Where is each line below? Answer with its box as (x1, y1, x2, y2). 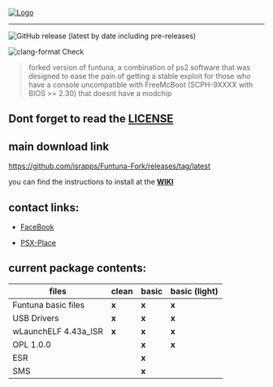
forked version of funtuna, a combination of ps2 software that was (28, 63, 250, 72)
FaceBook (19, 222, 54, 232)
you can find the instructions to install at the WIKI (8, 177, 174, 187)
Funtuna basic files (12, 299, 85, 311)
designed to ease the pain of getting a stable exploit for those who (28, 72, 251, 80)
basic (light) (170, 285, 219, 297)
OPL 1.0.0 (12, 338, 51, 350)
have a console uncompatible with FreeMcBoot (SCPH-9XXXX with (28, 80, 253, 89)
